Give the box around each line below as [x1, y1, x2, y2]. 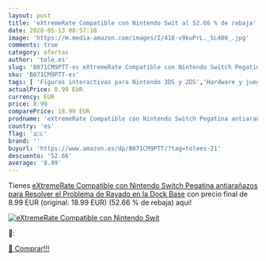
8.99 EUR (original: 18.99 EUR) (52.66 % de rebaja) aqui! [8, 198, 192, 207]
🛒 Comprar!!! [8, 244, 50, 254]
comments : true [8, 41, 59, 49]
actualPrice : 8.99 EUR [8, 85, 83, 94]
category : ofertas [8, 48, 69, 56]
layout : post [8, 11, 51, 20]
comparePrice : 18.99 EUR [8, 108, 90, 116]
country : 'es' [8, 122, 55, 130]
